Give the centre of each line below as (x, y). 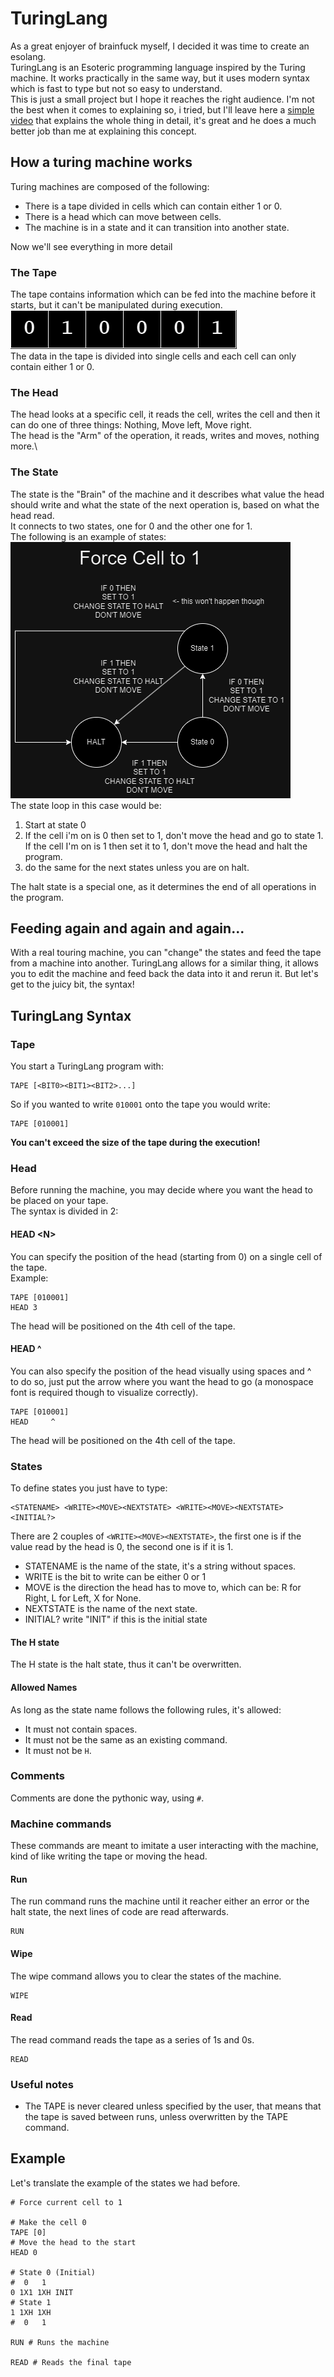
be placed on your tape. (59, 1201)
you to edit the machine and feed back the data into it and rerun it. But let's (164, 974)
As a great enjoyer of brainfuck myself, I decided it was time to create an (160, 46)
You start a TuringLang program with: (87, 1066)
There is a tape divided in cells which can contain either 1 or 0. (153, 206)
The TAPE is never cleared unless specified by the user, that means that (173, 2106)
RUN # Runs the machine (60, 2342)
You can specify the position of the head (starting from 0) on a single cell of (166, 1256)
